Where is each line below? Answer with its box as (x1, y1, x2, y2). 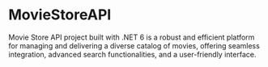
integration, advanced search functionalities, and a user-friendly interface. (8, 49, 257, 59)
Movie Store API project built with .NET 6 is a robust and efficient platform (8, 32, 255, 42)
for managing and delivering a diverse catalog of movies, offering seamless (8, 40, 261, 50)
